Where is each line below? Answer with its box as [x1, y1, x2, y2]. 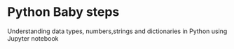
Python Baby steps [7, 4, 120, 20]
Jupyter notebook [7, 34, 59, 42]
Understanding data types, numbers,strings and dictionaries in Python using [7, 27, 228, 35]
